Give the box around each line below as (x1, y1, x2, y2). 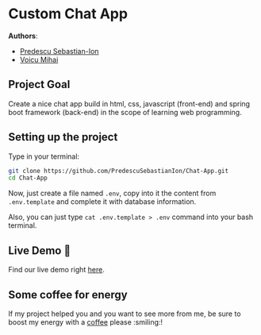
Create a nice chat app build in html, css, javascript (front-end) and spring (8, 98, 251, 108)
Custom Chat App (8, 5, 129, 23)
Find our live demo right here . (8, 265, 105, 275)
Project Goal (8, 78, 71, 91)
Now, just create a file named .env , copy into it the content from (8, 188, 217, 198)
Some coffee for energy (8, 287, 129, 302)
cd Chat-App (8, 174, 48, 183)
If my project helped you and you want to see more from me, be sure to (8, 309, 241, 318)
